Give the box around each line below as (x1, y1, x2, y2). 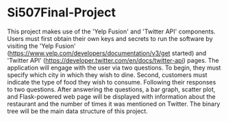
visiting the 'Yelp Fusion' (7, 42, 77, 50)
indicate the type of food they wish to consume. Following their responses (7, 78, 216, 86)
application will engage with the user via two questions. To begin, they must (7, 63, 221, 72)
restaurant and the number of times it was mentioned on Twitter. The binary (7, 100, 220, 108)
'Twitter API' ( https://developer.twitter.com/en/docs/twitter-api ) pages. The (7, 56, 219, 64)
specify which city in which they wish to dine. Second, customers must (7, 70, 207, 79)
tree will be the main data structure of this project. (7, 107, 149, 115)
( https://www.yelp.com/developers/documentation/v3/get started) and (7, 49, 207, 57)
